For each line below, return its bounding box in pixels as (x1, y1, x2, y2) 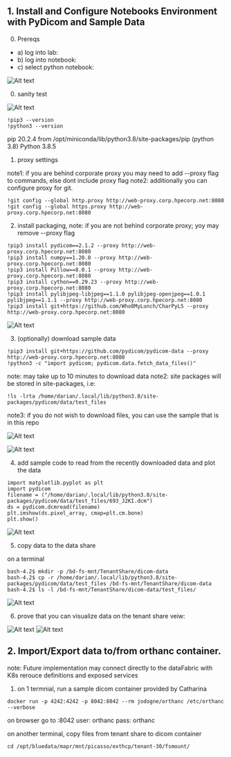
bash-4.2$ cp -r (7, 574, 54, 581)
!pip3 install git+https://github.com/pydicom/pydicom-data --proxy (7, 348, 209, 355)
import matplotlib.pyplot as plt (7, 479, 104, 486)
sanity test (17, 89, 47, 98)
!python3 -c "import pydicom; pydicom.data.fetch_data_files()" (7, 359, 196, 366)
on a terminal (7, 554, 45, 563)
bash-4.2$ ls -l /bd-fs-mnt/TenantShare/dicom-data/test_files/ (7, 586, 196, 593)
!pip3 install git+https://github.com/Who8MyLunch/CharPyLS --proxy (7, 303, 209, 310)
